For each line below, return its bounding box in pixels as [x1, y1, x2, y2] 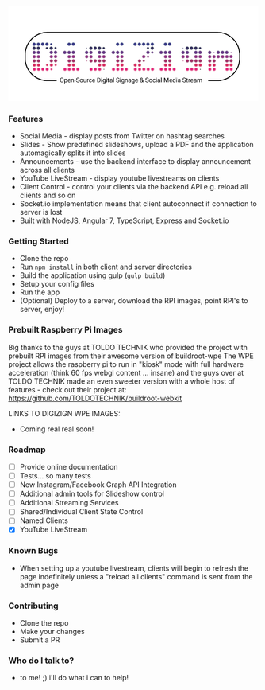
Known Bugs [8, 545, 59, 556]
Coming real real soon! [19, 424, 94, 434]
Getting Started [8, 236, 69, 247]
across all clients [19, 166, 75, 175]
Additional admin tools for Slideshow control [19, 489, 165, 499]
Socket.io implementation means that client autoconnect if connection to [19, 199, 258, 209]
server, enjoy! [19, 305, 65, 314]
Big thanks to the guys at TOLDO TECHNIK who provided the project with [8, 342, 248, 352]
